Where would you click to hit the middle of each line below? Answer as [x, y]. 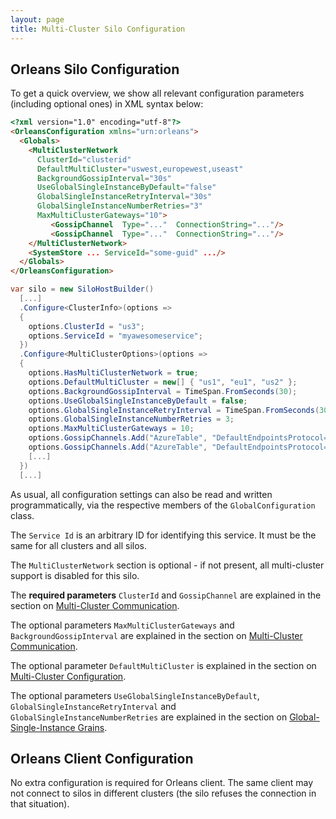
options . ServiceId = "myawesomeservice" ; [115, 336]
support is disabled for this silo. [75, 575]
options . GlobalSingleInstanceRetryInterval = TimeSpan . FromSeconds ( [174, 410]
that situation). [40, 804]
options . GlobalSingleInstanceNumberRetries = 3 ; [131, 419]
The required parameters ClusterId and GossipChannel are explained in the [166, 595]
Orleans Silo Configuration [95, 69]
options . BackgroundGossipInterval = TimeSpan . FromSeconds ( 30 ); [163, 391]
